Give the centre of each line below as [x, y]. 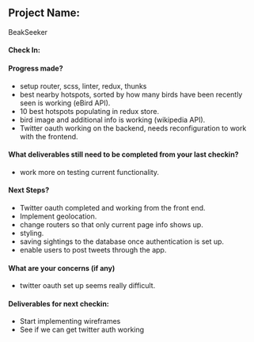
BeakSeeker [28, 32]
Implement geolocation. [58, 216]
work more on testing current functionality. [89, 172]
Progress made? [36, 68]
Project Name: [44, 13]
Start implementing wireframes [70, 321]
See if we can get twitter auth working [82, 330]
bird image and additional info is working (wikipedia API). [112, 120]
